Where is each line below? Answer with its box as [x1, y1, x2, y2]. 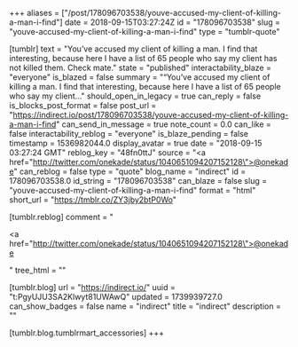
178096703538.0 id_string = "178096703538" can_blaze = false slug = [9, 176, 268, 185]
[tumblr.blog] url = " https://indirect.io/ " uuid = [9, 282, 176, 292]
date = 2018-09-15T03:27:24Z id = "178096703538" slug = [64, 17, 281, 28]
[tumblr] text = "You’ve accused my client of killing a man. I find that [9, 43, 258, 54]
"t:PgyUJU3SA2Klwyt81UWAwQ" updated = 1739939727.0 [9, 292, 223, 302]
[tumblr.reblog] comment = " [9, 212, 114, 222]
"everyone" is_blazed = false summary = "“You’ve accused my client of [9, 72, 271, 83]
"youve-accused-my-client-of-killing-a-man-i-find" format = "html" [9, 185, 256, 195]
